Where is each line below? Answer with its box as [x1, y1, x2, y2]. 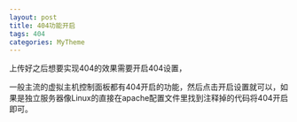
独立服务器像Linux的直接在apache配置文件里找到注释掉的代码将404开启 [24, 93, 289, 103]
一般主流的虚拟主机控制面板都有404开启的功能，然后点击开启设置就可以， [9, 81, 281, 93]
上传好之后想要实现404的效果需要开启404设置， [9, 63, 187, 73]
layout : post [9, 12, 58, 22]
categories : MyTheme [9, 37, 86, 47]
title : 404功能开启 [9, 21, 76, 30]
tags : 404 [9, 29, 46, 38]
